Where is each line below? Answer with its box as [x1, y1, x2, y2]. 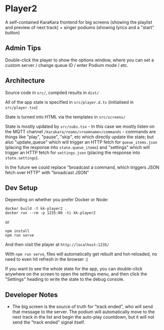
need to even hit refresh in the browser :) [5, 256, 88, 262]
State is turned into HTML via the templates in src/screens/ [5, 114, 126, 120]
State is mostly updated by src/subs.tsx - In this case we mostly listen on [5, 123, 155, 129]
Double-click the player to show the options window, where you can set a [5, 57, 154, 63]
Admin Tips [5, 44, 41, 52]
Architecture [5, 77, 45, 85]
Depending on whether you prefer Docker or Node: [5, 197, 109, 203]
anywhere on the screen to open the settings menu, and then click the [5, 271, 147, 277]
